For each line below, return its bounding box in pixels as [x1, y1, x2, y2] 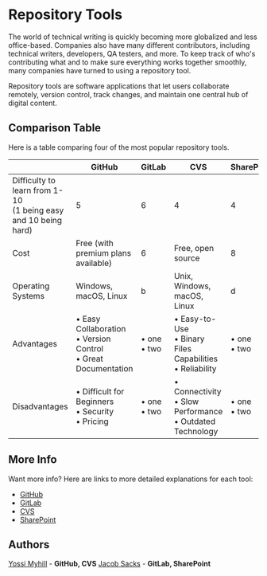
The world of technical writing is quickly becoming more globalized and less [8, 32, 257, 41]
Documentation [75, 362, 133, 374]
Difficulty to [12, 174, 56, 186]
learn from [12, 185, 52, 196]
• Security [75, 406, 114, 417]
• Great [75, 353, 103, 364]
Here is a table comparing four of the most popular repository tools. [8, 142, 230, 152]
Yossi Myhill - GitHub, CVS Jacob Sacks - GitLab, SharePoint [8, 559, 211, 569]
